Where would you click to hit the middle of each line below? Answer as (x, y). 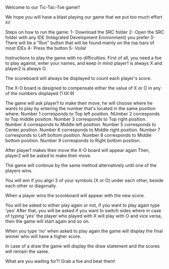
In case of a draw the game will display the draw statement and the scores (82, 246)
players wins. (19, 171)
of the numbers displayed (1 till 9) (40, 93)
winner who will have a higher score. (43, 236)
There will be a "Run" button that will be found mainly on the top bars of (80, 43)
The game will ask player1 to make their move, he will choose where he (79, 103)
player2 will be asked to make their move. (48, 156)
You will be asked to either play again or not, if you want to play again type (82, 205)
